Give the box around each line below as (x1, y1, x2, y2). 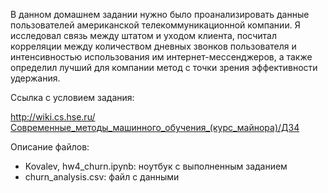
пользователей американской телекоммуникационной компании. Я (10, 19, 301, 31)
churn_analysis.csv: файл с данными (24, 171, 180, 183)
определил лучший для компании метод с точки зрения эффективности (10, 62, 318, 73)
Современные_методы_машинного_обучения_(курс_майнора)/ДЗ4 (10, 122, 300, 133)
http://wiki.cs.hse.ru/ (10, 111, 96, 123)
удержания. (10, 72, 61, 84)
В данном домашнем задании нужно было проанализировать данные (10, 9, 310, 20)
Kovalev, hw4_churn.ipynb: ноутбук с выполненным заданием (24, 160, 288, 172)
